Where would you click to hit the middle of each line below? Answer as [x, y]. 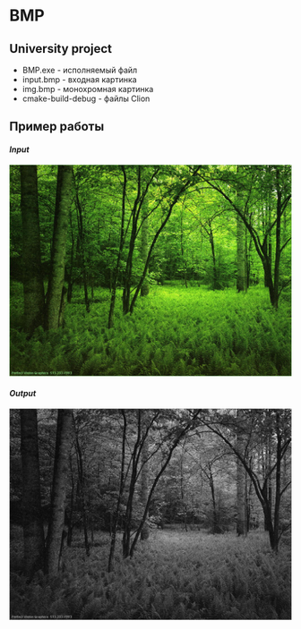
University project [61, 49]
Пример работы [57, 127]
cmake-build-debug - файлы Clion [86, 98]
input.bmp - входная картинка [79, 80]
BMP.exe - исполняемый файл [80, 70]
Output [23, 394]
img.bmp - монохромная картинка [88, 89]
